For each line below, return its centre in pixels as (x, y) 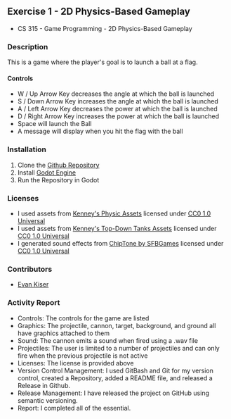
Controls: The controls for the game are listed (83, 318)
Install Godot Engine (46, 173)
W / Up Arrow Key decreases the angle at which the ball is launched (116, 94)
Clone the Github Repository (58, 165)
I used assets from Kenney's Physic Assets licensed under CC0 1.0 (114, 213)
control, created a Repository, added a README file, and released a (115, 378)
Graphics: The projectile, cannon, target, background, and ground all (117, 325)
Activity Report (34, 303)
